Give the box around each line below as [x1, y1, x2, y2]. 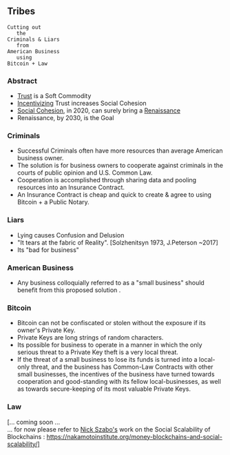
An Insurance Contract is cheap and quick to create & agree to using [17, 191, 212, 199]
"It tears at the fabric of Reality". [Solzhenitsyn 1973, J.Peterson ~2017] [17, 238, 218, 246]
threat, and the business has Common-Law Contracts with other [30, 362, 213, 371]
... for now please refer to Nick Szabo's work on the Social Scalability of [7, 425, 211, 434]
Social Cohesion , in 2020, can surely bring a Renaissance [17, 106, 181, 115]
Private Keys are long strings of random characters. [17, 333, 164, 342]
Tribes [7, 6, 36, 17]
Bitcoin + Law [7, 60, 48, 67]
